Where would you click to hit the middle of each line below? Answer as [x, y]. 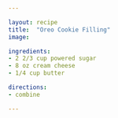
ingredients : [29, 51]
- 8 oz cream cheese [42, 66]
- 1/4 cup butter [37, 73]
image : [19, 37]
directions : [28, 87]
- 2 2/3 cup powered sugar [52, 59]
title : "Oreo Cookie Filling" [59, 29]
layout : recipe [33, 22]
